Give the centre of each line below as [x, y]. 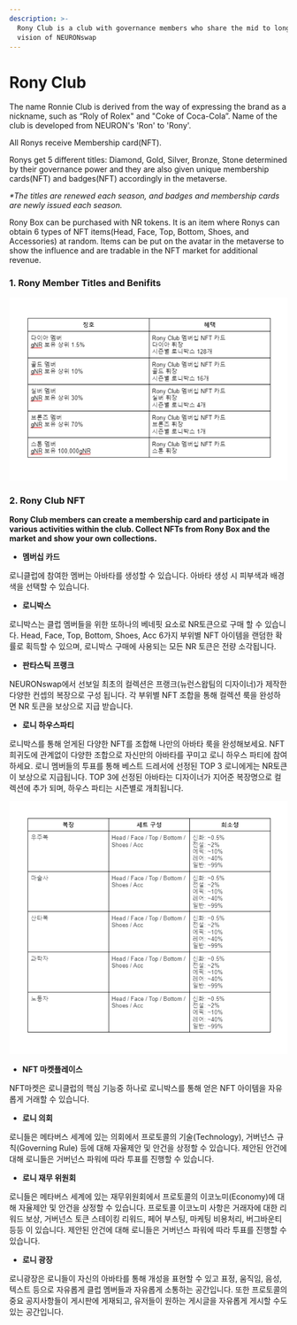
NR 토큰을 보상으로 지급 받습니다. [76, 706]
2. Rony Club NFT [47, 500]
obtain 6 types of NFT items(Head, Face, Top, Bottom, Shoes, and [129, 232]
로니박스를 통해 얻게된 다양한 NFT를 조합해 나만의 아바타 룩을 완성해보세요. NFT [147, 743]
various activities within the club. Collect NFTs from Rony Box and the [140, 529]
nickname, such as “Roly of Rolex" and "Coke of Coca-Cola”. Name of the [144, 116]
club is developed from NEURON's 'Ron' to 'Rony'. [100, 126]
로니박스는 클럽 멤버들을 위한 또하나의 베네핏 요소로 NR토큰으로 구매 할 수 [136, 624]
